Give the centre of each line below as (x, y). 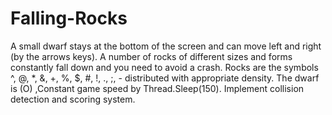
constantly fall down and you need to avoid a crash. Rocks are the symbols (164, 67)
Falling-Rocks (69, 18)
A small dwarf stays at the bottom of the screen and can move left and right (166, 46)
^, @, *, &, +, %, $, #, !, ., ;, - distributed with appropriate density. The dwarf (165, 78)
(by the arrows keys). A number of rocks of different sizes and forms (151, 56)
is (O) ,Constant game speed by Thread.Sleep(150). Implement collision (157, 88)
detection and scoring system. (73, 99)
